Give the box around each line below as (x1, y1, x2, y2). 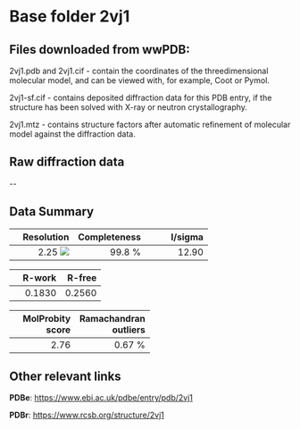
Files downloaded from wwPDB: (9, 42, 190, 57)
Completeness (77, 231, 141, 243)
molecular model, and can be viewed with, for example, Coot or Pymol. (9, 75, 271, 86)
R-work (22, 271, 57, 283)
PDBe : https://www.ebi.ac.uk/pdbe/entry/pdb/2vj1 (9, 392, 194, 403)
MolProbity (22, 312, 71, 324)
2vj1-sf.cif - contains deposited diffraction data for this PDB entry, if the (9, 92, 272, 103)
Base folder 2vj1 (9, 6, 130, 27)
